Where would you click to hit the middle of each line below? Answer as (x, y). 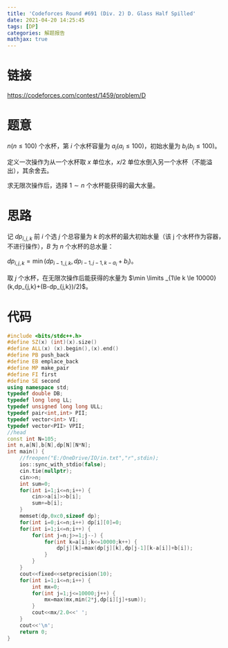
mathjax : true (28, 39)
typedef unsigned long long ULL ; (55, 407)
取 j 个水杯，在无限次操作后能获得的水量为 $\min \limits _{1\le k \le (101, 278)
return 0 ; (34, 632)
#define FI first (32, 375)
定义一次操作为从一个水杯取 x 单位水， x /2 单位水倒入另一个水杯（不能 (107, 162)
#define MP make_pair (38, 368)
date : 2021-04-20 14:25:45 (46, 20)
